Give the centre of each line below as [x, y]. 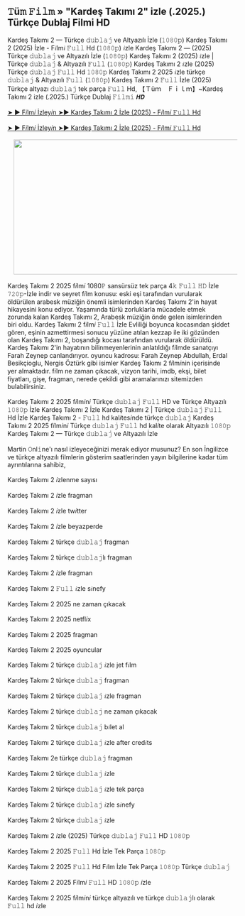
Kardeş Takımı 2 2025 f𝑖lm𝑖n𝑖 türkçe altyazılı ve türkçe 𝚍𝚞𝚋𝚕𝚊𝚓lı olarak [111, 898]
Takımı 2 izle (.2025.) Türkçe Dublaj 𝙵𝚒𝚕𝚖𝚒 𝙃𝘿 [76, 97]
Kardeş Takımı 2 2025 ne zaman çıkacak [67, 604]
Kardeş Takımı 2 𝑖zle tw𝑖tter [47, 511]
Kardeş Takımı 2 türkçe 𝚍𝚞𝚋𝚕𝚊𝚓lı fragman [70, 557]
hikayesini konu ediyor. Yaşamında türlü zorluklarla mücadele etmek [107, 309]
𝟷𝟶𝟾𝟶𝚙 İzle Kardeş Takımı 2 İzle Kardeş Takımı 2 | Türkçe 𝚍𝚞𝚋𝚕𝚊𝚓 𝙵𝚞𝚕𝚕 [115, 409]
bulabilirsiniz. [27, 386]
